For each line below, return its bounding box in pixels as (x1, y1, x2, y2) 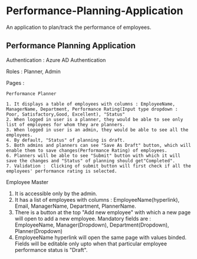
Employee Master (6, 178, 49, 185)
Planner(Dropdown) (14, 227, 63, 234)
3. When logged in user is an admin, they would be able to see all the (6, 127, 189, 133)
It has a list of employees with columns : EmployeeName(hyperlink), (14, 196, 180, 203)
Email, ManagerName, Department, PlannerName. (14, 202, 137, 209)
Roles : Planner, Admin (6, 68, 61, 75)
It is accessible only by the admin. (14, 190, 97, 197)
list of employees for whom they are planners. (6, 122, 126, 127)
